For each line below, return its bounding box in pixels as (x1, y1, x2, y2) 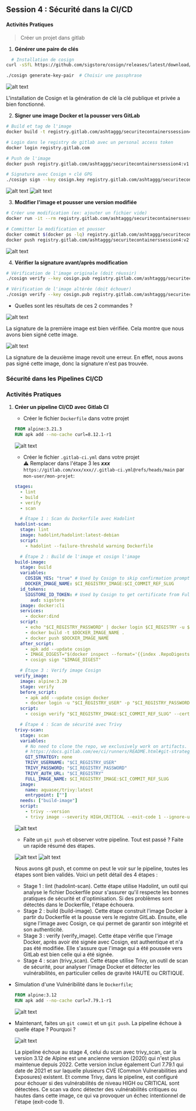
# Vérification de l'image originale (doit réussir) (6, 270, 137, 276)
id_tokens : (20, 586, 47, 592)
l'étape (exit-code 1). (14, 1098, 64, 1105)
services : (20, 608, 44, 614)
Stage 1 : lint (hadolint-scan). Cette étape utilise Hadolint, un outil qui (23, 882, 188, 889)
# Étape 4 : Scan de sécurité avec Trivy (20, 722, 123, 728)
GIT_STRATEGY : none (25, 754, 73, 760)
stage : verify (20, 684, 54, 690)
